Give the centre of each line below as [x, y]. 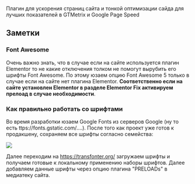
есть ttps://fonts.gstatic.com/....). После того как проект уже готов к [90, 128]
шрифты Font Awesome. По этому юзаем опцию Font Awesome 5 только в [98, 75]
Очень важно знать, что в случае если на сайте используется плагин [93, 62]
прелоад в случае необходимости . [51, 94]
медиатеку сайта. [28, 175]
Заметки [23, 33]
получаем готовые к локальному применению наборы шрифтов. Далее [95, 162]
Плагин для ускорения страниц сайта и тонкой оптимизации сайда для [95, 8]
